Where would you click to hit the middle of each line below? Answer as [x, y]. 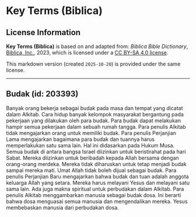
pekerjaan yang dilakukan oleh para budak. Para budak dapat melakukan [93, 120]
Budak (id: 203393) [42, 94]
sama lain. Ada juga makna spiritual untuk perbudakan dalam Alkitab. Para [95, 189]
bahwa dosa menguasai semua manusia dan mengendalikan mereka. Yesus [97, 201]
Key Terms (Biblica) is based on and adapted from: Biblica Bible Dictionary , [97, 46]
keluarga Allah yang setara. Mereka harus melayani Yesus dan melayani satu [98, 182]
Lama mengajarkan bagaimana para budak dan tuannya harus [80, 139]
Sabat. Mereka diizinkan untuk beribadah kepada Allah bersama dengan [92, 158]
